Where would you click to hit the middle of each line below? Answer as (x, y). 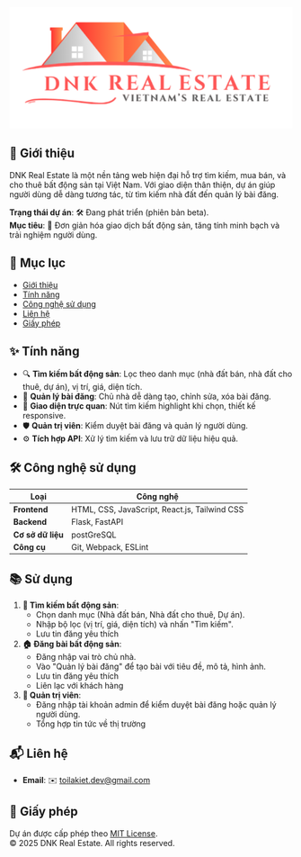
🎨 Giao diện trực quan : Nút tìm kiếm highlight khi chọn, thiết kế (139, 406)
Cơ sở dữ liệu (39, 535)
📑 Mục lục (37, 263)
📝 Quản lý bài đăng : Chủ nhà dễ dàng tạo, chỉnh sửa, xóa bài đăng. (146, 396)
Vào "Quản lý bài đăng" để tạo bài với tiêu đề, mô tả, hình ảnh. (151, 667)
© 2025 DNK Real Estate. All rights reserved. (92, 843)
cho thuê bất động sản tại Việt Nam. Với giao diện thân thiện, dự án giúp (142, 185)
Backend (30, 522)
